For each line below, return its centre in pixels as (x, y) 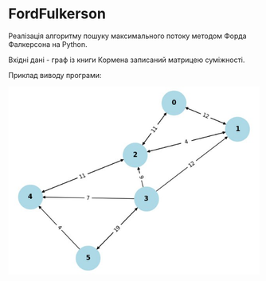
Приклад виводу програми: (55, 75)
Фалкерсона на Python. (48, 44)
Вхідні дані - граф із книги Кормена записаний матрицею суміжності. (127, 60)
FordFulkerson (57, 14)
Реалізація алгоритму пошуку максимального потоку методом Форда (127, 36)
